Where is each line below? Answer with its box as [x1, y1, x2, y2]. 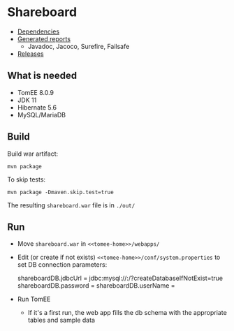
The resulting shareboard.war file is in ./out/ [7, 200, 136, 209]
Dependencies [17, 27, 60, 36]
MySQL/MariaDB [17, 110, 66, 119]
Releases [17, 50, 44, 58]
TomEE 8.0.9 [17, 88, 54, 96]
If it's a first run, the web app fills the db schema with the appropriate [27, 309, 227, 317]
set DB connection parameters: [17, 260, 108, 269]
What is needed [7, 70, 78, 82]
